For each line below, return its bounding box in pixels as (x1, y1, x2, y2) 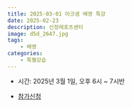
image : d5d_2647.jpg (7, 30, 69, 38)
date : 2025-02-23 (7, 17, 59, 24)
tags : (7, 37, 24, 44)
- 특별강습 (20, 57, 46, 64)
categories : (7, 50, 43, 57)
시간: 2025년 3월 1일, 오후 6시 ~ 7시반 (17, 77, 125, 85)
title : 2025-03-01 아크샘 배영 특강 (7, 10, 106, 18)
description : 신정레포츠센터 (7, 23, 83, 30)
